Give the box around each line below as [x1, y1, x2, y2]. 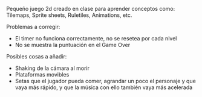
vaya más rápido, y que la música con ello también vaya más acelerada [15, 84, 193, 91]
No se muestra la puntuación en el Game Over [15, 42, 131, 48]
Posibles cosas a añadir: [6, 53, 67, 60]
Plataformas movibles [15, 71, 70, 78]
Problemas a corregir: [6, 23, 60, 30]
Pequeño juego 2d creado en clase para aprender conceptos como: [6, 5, 175, 12]
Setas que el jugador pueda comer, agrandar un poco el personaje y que [15, 78, 197, 84]
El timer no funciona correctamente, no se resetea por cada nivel [15, 35, 177, 42]
